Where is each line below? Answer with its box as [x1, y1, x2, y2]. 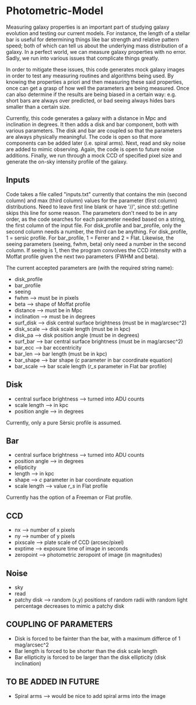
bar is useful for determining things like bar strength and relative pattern [6, 36, 179, 43]
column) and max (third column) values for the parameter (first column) [6, 197, 178, 204]
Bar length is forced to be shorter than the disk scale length [14, 647, 157, 654]
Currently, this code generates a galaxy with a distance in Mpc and [6, 114, 167, 121]
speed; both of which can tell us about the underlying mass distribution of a [6, 42, 188, 49]
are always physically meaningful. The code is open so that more [6, 133, 162, 140]
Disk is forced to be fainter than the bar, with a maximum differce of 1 [14, 635, 181, 642]
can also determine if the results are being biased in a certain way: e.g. [6, 91, 177, 98]
